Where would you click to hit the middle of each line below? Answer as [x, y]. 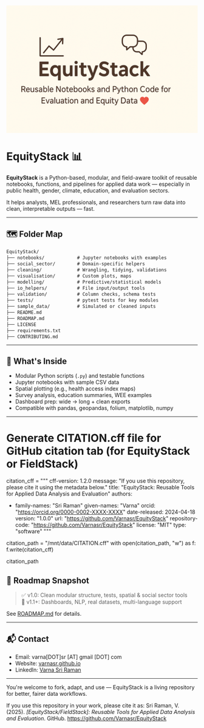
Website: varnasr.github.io [48, 663]
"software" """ [33, 531]
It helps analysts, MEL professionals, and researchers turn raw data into [96, 202]
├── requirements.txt [34, 331]
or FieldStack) [42, 464]
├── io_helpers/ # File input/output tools [76, 288]
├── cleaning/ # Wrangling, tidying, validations [87, 270]
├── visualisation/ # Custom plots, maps [69, 276]
